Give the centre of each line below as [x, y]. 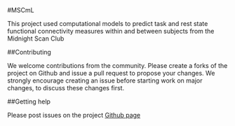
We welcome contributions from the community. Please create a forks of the [117, 65]
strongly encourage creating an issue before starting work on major [105, 80]
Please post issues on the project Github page [74, 115]
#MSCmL [21, 10]
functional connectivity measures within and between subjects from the [111, 31]
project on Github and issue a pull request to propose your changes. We [111, 73]
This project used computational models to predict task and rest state [108, 23]
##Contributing [29, 52]
